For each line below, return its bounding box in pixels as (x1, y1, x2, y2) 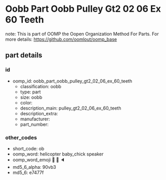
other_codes (5, 134, 37, 141)
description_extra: (20, 110, 58, 116)
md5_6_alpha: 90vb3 (12, 164, 56, 170)
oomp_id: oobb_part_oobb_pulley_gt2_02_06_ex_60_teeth (12, 78, 132, 84)
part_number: (20, 121, 49, 127)
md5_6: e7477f (12, 169, 44, 175)
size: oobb (20, 94, 42, 100)
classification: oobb (20, 83, 62, 89)
